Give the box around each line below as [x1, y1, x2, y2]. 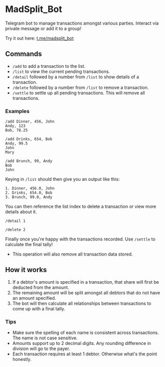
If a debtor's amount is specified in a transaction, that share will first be [12, 279, 159, 285]
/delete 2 [5, 227, 26, 232]
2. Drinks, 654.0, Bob [5, 190, 52, 195]
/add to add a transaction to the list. [12, 63, 86, 69]
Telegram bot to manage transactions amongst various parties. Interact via [5, 20, 159, 26]
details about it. [5, 209, 37, 215]
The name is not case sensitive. [12, 335, 78, 341]
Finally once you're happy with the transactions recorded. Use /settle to [5, 236, 156, 242]
